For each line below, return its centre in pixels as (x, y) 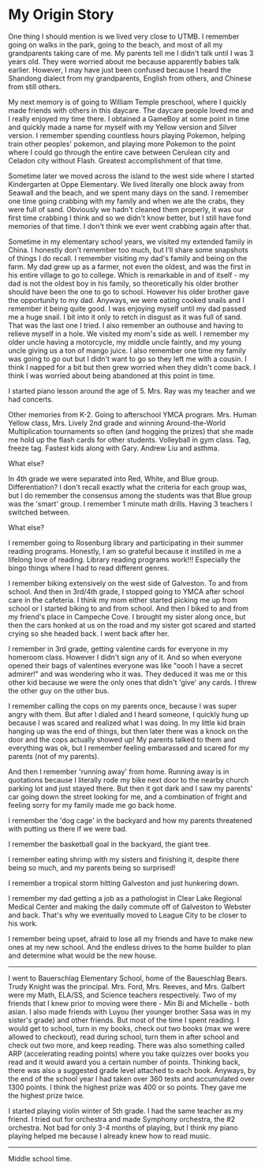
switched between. (39, 512)
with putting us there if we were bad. (68, 828)
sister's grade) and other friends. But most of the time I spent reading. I (124, 1020)
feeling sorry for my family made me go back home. (92, 805)
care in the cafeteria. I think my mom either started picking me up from (123, 600)
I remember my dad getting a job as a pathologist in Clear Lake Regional (125, 898)
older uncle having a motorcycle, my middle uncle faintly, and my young (125, 342)
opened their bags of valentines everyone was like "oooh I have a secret (125, 665)
